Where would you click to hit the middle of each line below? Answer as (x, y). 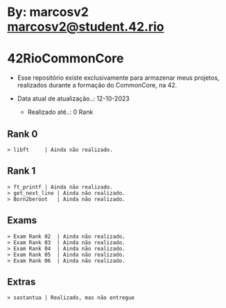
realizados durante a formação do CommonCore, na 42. (97, 85)
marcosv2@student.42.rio (86, 27)
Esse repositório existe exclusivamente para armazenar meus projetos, (118, 78)
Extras (21, 282)
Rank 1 (21, 171)
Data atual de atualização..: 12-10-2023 (73, 99)
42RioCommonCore (66, 59)
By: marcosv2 (48, 12)
